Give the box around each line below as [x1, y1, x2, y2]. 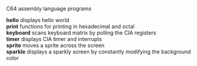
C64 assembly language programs [6, 5, 92, 12]
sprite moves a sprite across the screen [6, 42, 105, 49]
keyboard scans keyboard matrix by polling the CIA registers [6, 29, 157, 36]
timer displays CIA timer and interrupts [6, 36, 102, 42]
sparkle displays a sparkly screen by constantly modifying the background [6, 48, 192, 55]
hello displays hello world [6, 17, 69, 23]
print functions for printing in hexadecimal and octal [6, 23, 135, 30]
